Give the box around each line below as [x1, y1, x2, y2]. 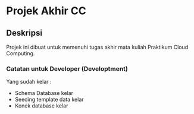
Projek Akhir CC [6, 4, 86, 18]
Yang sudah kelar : [6, 78, 52, 85]
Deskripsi [6, 28, 43, 38]
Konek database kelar [14, 102, 68, 109]
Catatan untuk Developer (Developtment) [6, 64, 128, 72]
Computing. [6, 50, 35, 57]
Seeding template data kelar [14, 96, 85, 103]
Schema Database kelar [14, 90, 73, 97]
